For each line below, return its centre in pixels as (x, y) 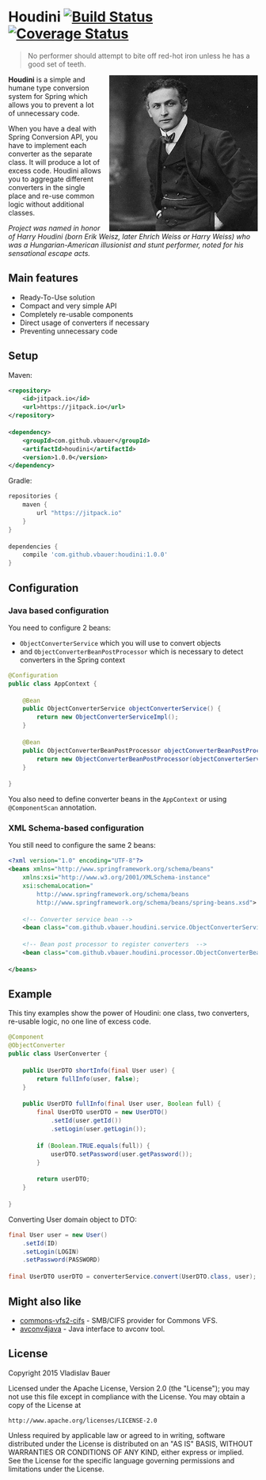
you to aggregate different (51, 179)
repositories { (33, 496)
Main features (44, 278)
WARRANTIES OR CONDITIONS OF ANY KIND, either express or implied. (126, 1452)
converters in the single (47, 187)
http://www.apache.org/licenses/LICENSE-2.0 (83, 1421)
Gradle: (20, 481)
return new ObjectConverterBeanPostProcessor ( (115, 759)
